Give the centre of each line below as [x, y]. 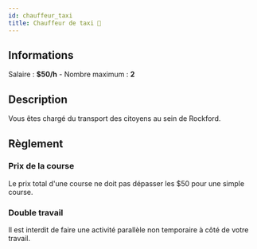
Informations [41, 55]
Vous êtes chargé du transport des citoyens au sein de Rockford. [115, 119]
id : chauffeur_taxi [41, 16]
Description [38, 99]
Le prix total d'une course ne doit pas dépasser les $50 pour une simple [127, 183]
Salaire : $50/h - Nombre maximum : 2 [72, 74]
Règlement [36, 144]
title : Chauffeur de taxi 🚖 [55, 23]
